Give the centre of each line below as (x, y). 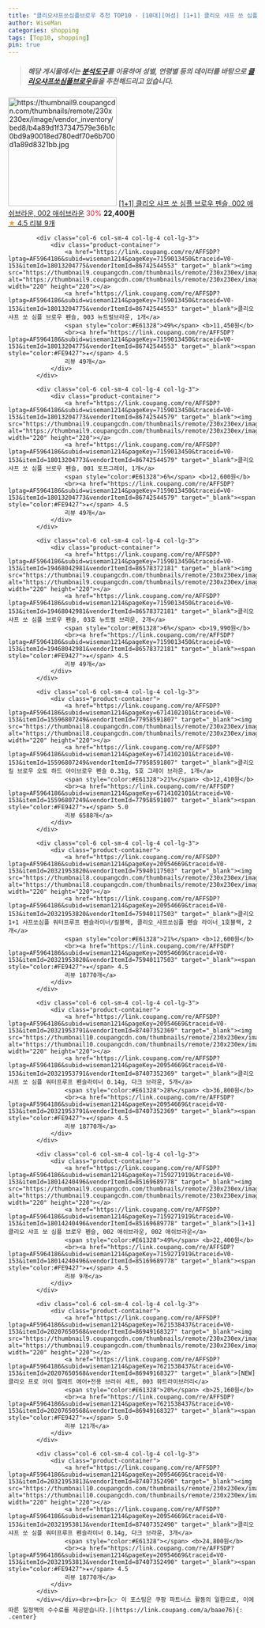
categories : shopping (44, 30)
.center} (22, 1617)
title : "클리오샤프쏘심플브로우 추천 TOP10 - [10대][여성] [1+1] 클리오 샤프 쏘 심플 (133, 15)
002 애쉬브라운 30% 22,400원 (86, 214)
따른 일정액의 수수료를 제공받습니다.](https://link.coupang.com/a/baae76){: (125, 1611)
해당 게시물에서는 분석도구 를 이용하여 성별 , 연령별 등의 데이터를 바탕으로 (137, 71)
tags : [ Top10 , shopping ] (49, 38)
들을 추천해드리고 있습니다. (132, 81)
